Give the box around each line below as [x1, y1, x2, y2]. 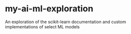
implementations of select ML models [5, 24, 80, 29]
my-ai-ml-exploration [5, 3, 93, 14]
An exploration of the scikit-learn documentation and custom [5, 19, 127, 25]
